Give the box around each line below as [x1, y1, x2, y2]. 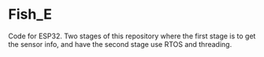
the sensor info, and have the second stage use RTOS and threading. [8, 39, 232, 48]
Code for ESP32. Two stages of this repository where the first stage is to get [8, 31, 256, 41]
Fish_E [8, 5, 53, 23]
